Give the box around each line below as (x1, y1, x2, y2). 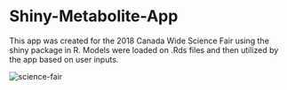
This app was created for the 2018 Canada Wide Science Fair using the (9, 35, 269, 46)
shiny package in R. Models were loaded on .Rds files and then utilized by (9, 44, 279, 55)
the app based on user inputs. (9, 54, 119, 64)
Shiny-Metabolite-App (9, 6, 179, 26)
